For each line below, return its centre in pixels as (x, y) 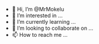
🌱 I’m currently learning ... (44, 22)
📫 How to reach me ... (40, 35)
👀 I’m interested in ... (37, 15)
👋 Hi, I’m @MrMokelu (38, 9)
